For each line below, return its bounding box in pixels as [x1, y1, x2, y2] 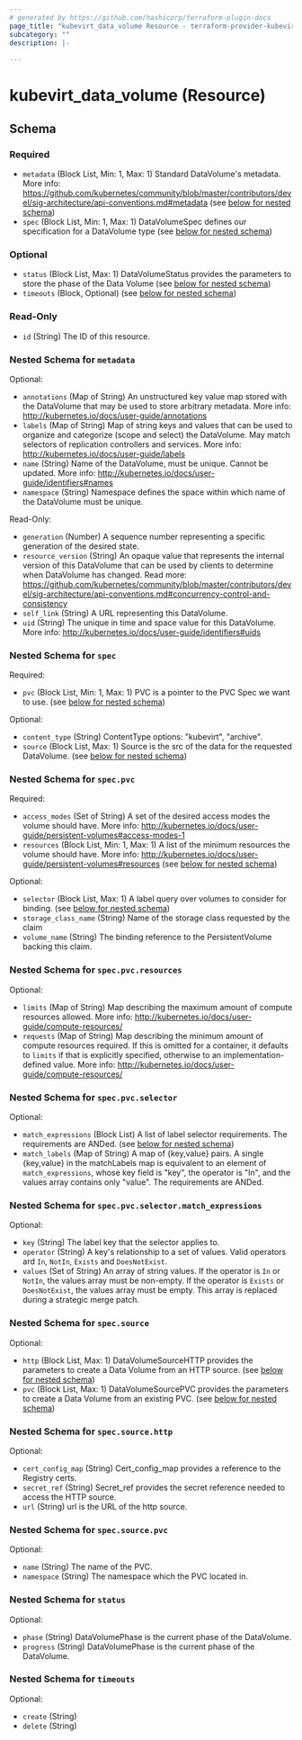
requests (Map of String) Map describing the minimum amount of [22, 1030, 263, 1041]
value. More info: [53, 1059, 116, 1070]
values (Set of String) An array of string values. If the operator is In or [22, 1266, 280, 1277]
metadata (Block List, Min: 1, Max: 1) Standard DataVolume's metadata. [22, 168, 281, 179]
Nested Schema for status [9, 1593, 126, 1606]
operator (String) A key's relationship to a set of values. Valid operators [22, 1247, 287, 1258]
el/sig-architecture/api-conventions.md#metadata [22, 197, 209, 208]
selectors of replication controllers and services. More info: [22, 438, 242, 450]
